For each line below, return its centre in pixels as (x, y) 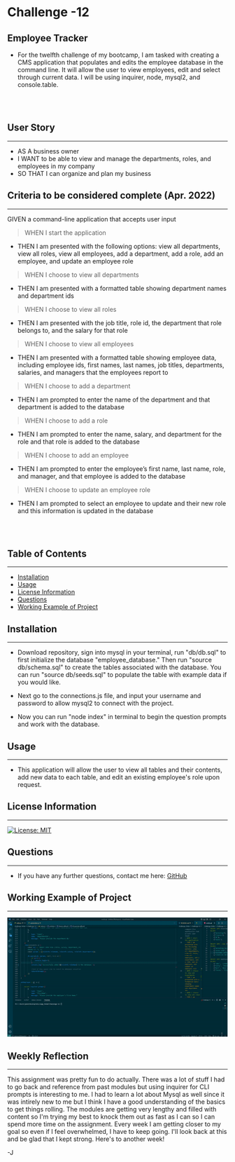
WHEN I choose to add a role (66, 421)
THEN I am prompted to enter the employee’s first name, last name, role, (121, 469)
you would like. (39, 682)
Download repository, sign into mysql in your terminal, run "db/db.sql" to (122, 652)
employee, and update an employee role (76, 261)
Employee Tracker (48, 38)
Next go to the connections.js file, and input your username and (109, 696)
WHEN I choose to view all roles (70, 309)
